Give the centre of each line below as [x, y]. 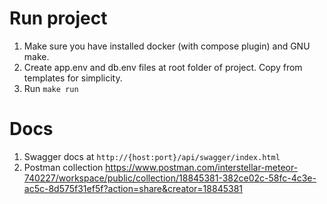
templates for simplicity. [73, 78]
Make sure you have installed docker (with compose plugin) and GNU [167, 46]
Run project [58, 18]
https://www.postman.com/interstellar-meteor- [202, 167]
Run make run [51, 88]
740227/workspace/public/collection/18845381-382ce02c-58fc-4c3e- [170, 178]
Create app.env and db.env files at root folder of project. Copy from [163, 67]
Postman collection [63, 167]
